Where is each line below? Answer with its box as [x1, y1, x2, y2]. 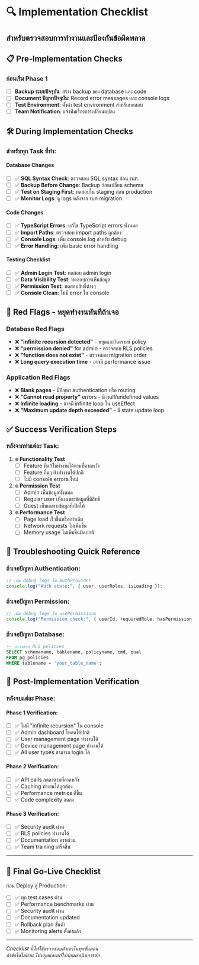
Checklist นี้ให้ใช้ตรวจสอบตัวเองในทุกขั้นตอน [6, 945, 99, 952]
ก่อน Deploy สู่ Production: [6, 882, 68, 889]
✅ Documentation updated [14, 914, 80, 921]
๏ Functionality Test [14, 455, 65, 463]
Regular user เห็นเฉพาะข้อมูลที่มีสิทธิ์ [23, 496, 101, 503]
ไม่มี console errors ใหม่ [23, 475, 78, 482]
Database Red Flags [6, 325, 65, 333]
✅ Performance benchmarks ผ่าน [14, 900, 94, 908]
